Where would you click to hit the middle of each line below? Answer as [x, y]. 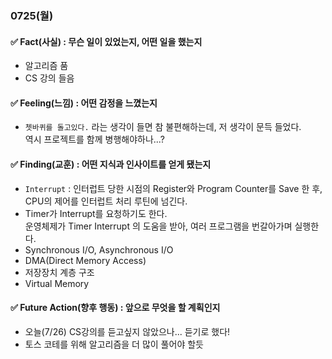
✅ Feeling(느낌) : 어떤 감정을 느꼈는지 [84, 103]
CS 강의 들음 [49, 78]
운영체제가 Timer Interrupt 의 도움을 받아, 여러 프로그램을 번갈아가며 [158, 226]
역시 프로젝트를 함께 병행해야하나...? [94, 139]
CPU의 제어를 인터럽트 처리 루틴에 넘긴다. [106, 201]
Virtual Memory [57, 283]
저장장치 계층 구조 [59, 272]
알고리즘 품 [46, 66]
